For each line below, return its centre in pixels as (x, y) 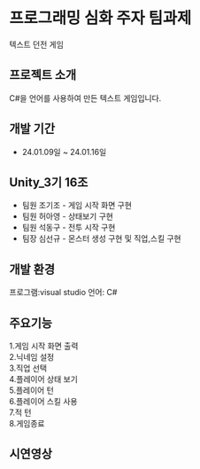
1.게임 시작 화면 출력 (44, 346)
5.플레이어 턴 (32, 390)
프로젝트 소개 (43, 75)
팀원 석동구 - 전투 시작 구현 (69, 228)
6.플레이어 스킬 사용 (43, 401)
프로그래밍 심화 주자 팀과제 (100, 18)
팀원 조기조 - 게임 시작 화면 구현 (77, 206)
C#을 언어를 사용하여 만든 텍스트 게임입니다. (85, 98)
